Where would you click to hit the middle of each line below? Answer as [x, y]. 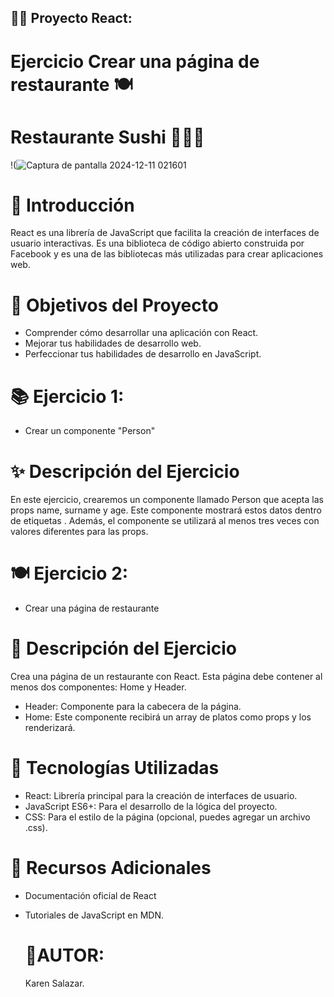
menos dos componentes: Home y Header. [98, 687]
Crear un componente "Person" [90, 431]
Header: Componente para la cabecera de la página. [133, 707]
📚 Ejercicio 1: [67, 396]
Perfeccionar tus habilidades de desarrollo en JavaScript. [143, 354]
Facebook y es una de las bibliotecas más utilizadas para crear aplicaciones [167, 254]
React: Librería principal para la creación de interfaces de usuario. [161, 796]
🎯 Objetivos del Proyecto [114, 305]
